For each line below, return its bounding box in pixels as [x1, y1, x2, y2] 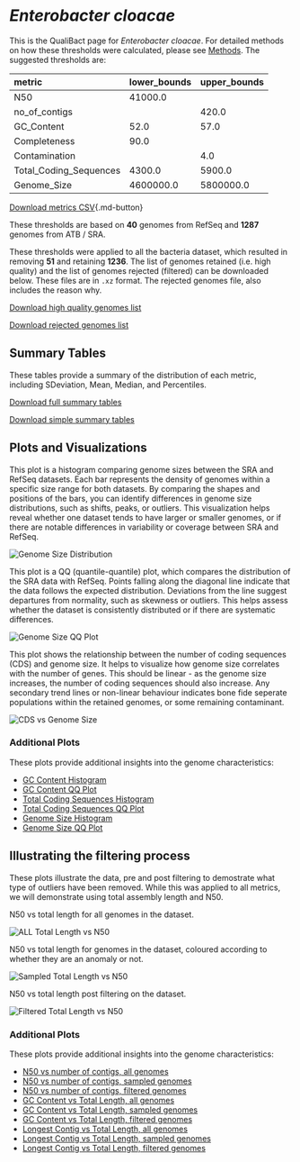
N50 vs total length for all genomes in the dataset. [9, 909, 195, 920]
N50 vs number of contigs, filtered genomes [22, 1085, 187, 1095]
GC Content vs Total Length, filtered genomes [22, 1113, 193, 1124]
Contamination [13, 150, 76, 162]
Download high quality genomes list [9, 302, 142, 313]
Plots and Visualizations [9, 440, 148, 456]
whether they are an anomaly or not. [9, 953, 144, 964]
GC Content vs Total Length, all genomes [22, 1094, 175, 1105]
